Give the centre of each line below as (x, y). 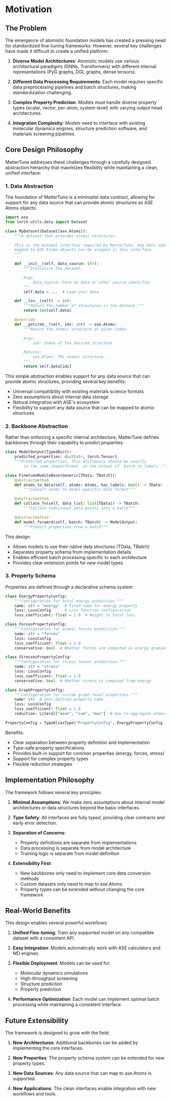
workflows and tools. (35, 1094)
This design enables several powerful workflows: (57, 923)
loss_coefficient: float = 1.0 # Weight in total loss (75, 615)
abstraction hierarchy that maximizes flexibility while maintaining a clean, (82, 167)
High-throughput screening (49, 978)
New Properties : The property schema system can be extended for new (88, 1058)
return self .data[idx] (48, 367)
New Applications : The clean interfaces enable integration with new (84, 1089)
